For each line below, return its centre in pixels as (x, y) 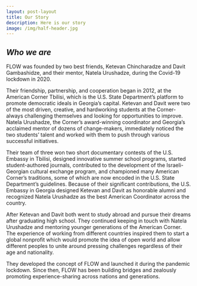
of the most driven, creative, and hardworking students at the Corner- (91, 110)
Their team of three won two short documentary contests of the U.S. (90, 152)
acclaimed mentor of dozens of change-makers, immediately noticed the (95, 129)
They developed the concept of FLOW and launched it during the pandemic (98, 264)
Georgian (17, 171)
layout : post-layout (32, 12)
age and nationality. (30, 252)
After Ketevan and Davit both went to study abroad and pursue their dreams (98, 215)
